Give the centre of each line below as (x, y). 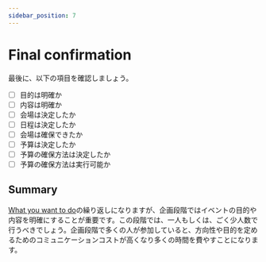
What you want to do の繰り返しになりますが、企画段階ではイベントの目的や (133, 210)
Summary (33, 190)
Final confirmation (70, 54)
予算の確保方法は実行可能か (65, 164)
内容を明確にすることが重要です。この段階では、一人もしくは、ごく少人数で (133, 220)
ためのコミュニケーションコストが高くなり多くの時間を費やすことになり (133, 240)
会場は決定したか (48, 114)
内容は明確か (40, 105)
